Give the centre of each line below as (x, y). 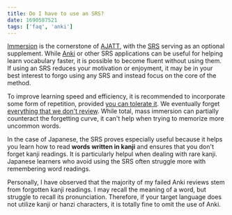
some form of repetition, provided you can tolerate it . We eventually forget (114, 104)
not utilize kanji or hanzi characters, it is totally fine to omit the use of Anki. (114, 205)
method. (19, 83)
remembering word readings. (49, 169)
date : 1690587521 (32, 20)
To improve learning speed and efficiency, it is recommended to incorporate (116, 96)
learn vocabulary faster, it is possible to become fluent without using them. (114, 61)
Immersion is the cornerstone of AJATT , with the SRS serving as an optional (116, 46)
